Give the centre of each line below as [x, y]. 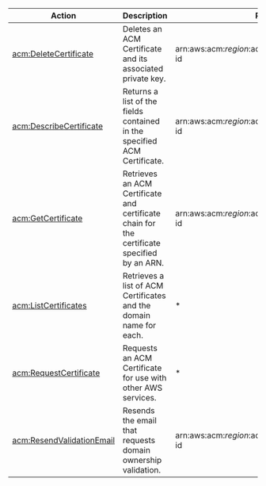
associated [143, 69]
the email [139, 421]
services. [139, 398]
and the [137, 306]
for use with [144, 378]
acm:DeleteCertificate [53, 54]
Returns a [140, 92]
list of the [140, 101]
